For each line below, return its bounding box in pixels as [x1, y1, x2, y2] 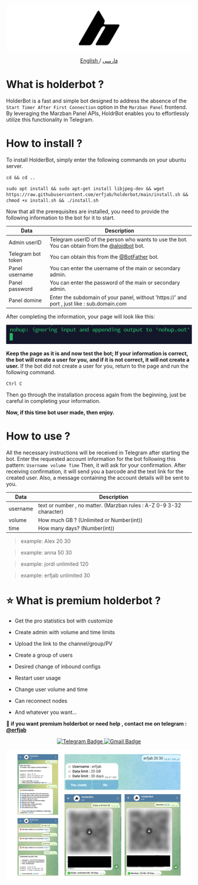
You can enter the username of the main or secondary [49, 265, 181, 272]
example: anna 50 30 [20, 549, 72, 556]
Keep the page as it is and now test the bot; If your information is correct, [6, 350, 189, 357]
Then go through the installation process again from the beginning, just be [6, 391, 187, 398]
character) [38, 508, 64, 515]
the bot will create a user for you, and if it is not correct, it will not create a [6, 356, 190, 363]
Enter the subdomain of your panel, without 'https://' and [49, 294, 187, 301]
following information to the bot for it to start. [6, 214, 115, 221]
